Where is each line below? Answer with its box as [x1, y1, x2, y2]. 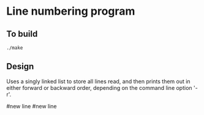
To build [6, 29, 38, 39]
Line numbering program [6, 4, 135, 18]
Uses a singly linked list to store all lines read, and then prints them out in [6, 78, 191, 85]
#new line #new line [6, 102, 57, 109]
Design [6, 61, 34, 72]
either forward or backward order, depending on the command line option [6, 84, 192, 91]
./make [6, 45, 23, 51]
